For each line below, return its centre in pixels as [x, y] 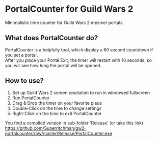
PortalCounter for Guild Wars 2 [69, 9]
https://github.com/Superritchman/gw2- [46, 128]
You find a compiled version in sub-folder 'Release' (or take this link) [74, 123]
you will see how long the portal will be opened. [53, 65]
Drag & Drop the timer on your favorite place [57, 103]
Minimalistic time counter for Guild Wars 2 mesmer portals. [65, 23]
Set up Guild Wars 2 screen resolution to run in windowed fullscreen [81, 93]
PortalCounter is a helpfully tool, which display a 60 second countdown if [79, 49]
